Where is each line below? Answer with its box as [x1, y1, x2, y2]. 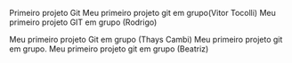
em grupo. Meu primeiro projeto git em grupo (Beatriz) [9, 43, 209, 54]
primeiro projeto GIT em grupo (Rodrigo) [9, 17, 158, 28]
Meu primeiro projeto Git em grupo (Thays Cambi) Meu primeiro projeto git [9, 35, 283, 44]
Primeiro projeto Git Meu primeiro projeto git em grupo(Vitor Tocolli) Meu [9, 8, 276, 18]
